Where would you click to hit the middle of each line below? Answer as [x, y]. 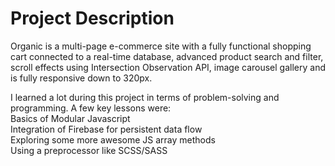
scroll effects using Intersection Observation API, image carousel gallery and [168, 67]
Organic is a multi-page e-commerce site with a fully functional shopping [161, 46]
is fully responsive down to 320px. [81, 78]
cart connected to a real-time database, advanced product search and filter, [167, 56]
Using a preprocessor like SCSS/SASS [89, 150]
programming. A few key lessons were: [91, 108]
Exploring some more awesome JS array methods [113, 139]
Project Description [92, 18]
